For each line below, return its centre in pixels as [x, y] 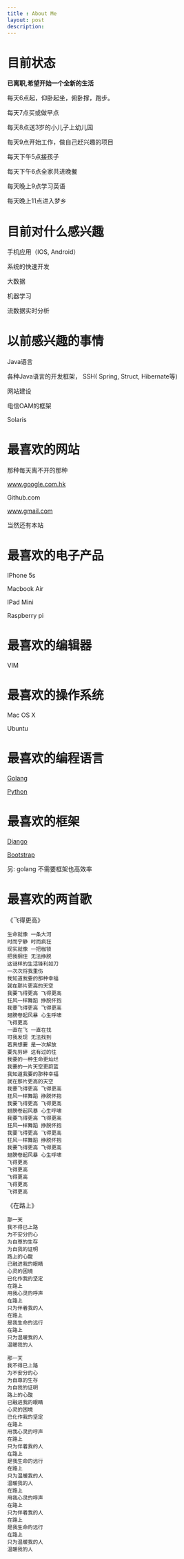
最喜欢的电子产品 [56, 556]
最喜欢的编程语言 [56, 759]
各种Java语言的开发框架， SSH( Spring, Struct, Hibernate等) [92, 376]
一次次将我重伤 [25, 971]
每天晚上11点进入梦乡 [37, 201]
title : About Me [32, 13]
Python [17, 791]
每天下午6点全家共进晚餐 [42, 172]
